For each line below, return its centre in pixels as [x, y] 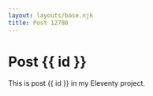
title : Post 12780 [38, 23]
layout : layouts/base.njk [50, 15]
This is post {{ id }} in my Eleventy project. [77, 83]
